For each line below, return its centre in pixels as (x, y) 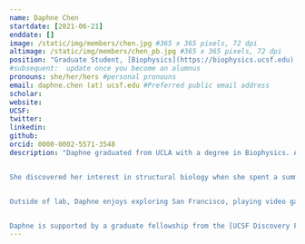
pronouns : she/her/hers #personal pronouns (93, 77)
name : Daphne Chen (44, 18)
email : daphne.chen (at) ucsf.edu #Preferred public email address (140, 85)
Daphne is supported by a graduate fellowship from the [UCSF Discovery (150, 226)
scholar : (26, 93)
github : (24, 136)
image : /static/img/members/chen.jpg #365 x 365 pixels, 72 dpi (133, 43)
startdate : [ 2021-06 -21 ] (56, 26)
